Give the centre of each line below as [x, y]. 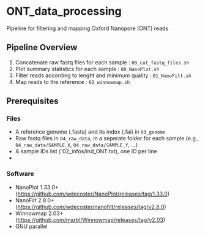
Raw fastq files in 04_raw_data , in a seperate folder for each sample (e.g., [107, 139]
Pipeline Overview [42, 48]
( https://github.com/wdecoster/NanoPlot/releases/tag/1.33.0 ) [92, 194]
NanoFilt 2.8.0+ [35, 200]
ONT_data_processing [64, 11]
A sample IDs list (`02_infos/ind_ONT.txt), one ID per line [86, 151]
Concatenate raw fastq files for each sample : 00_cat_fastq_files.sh [102, 62]
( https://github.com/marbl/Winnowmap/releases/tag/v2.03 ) [90, 219]
